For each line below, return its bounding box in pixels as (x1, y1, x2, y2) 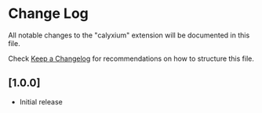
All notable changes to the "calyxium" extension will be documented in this (8, 30, 250, 40)
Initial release (19, 97, 63, 106)
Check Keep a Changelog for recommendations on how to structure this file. (8, 54, 255, 63)
